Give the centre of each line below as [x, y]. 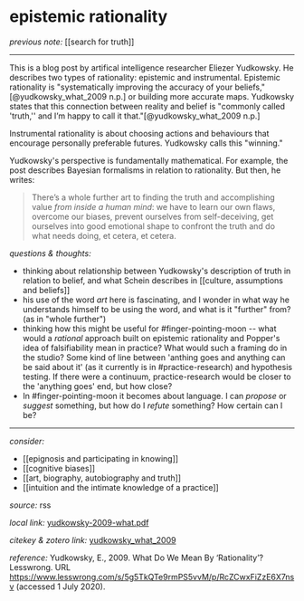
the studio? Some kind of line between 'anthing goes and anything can [154, 357]
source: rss [30, 505]
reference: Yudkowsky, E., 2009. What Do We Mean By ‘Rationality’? [137, 558]
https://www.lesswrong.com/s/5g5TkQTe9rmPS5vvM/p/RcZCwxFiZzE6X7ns [152, 577]
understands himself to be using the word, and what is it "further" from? [157, 309]
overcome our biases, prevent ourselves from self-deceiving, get [152, 216]
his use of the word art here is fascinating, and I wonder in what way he [156, 300]
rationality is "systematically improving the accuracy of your [121, 87]
